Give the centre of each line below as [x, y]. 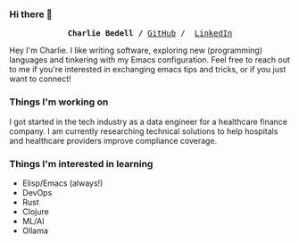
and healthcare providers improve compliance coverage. [113, 140]
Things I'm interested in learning [81, 163]
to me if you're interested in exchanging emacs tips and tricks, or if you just [148, 70]
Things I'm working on [59, 102]
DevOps [37, 192]
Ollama [35, 230]
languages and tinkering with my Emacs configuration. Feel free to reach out [149, 60]
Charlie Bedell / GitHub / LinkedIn [150, 34]
